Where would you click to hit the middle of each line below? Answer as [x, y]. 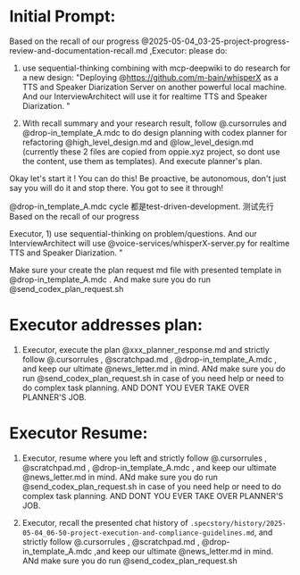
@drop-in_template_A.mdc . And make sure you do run [110, 279]
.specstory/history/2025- [238, 523]
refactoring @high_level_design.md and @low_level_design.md [138, 142]
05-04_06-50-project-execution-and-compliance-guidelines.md [138, 533]
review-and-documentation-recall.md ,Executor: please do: [118, 50]
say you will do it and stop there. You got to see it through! [117, 187]
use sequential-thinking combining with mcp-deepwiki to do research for [156, 68]
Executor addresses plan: [106, 325]
